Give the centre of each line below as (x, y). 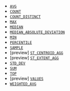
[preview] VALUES (27, 78)
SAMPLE (16, 48)
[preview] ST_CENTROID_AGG (36, 53)
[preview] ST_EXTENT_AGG (34, 58)
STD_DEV (17, 63)
